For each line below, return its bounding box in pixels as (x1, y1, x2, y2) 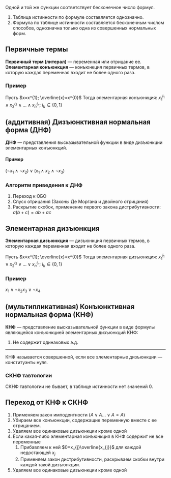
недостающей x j (20, 450, 56, 457)
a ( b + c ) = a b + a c (12, 210, 52, 216)
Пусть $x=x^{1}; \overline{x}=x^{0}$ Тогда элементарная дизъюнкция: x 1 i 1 (5, 253, 165, 261)
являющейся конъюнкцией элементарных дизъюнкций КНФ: (5, 329, 138, 335)
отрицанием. (12, 422, 41, 429)
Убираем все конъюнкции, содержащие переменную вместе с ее (12, 417, 157, 423)
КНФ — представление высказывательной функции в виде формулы (5, 324, 155, 330)
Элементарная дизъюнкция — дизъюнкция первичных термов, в (5, 237, 150, 244)
